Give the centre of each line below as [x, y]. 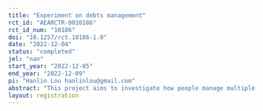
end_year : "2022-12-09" [47, 73]
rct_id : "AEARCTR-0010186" [52, 23]
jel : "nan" [26, 59]
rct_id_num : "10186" [42, 30]
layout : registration [44, 95]
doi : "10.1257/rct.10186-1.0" [58, 37]
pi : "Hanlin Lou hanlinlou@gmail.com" [72, 81]
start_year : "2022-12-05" [50, 66]
